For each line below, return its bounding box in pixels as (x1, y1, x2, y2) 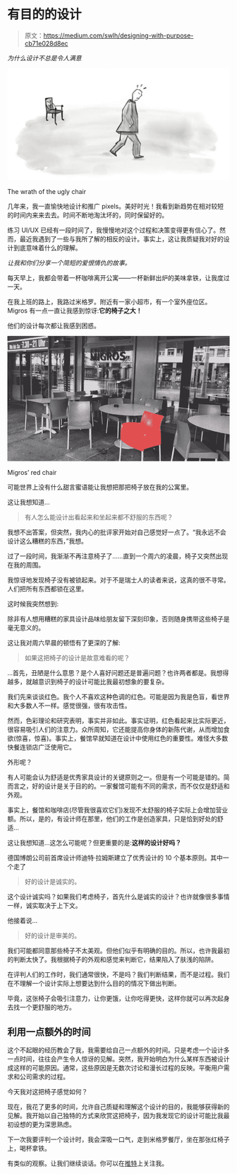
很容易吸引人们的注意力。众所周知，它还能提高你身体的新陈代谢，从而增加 (7, 725, 224, 734)
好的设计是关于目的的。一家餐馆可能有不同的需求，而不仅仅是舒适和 (31, 782, 230, 790)
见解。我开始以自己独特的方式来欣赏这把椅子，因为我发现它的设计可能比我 (7, 1112, 224, 1120)
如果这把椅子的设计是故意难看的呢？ (24, 654, 130, 662)
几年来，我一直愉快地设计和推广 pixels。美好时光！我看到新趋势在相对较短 (7, 202, 224, 210)
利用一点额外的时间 (7, 1025, 91, 1037)
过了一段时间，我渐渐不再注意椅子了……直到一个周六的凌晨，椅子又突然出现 (7, 552, 229, 560)
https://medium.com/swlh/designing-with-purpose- (43, 31, 194, 40)
